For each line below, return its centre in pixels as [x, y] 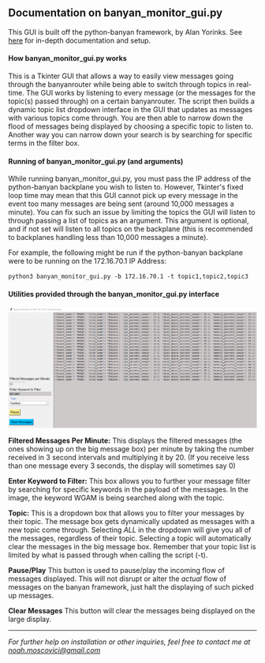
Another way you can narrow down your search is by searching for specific [131, 135]
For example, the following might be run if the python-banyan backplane [125, 253]
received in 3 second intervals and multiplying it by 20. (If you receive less [129, 458]
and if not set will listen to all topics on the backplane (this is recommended [131, 229]
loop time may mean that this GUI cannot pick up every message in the [123, 196]
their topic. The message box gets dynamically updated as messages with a [131, 522]
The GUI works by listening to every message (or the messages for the [141, 93]
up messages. [31, 596]
